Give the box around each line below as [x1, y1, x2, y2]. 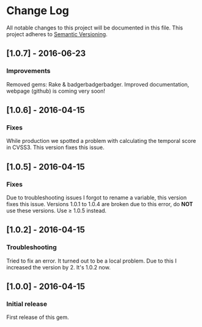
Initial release [6, 300, 48, 308]
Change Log [6, 4, 69, 18]
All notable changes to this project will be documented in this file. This [6, 24, 184, 31]
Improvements [6, 67, 51, 75]
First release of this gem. [6, 314, 69, 321]
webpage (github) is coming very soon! [6, 87, 105, 94]
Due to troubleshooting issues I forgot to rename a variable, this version [6, 194, 187, 201]
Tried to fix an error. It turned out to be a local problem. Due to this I [6, 257, 177, 264]
